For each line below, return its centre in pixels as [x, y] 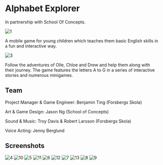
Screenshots [25, 146]
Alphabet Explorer [43, 9]
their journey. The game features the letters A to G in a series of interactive [80, 70]
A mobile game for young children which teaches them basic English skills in [82, 41]
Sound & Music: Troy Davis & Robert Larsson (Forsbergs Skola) [68, 121]
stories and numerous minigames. [39, 75]
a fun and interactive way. [31, 46]
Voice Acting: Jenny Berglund [35, 130]
